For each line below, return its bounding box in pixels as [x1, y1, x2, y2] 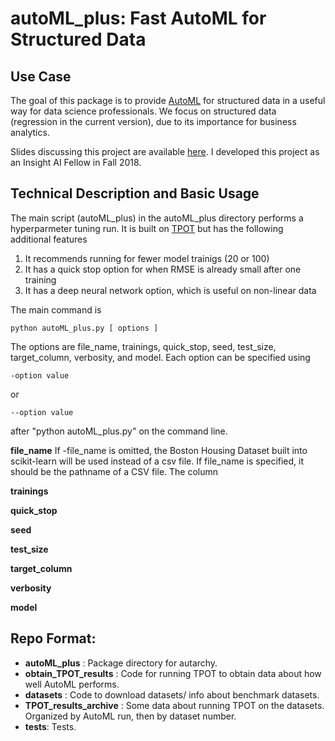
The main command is [10, 303, 102, 316]
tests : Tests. [24, 720, 77, 732]
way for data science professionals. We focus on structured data [10, 105, 277, 117]
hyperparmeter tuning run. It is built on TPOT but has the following [10, 222, 284, 234]
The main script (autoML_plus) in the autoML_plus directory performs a [10, 212, 304, 224]
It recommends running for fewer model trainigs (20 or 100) [24, 252, 270, 264]
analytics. [10, 127, 50, 138]
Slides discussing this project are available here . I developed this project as [10, 146, 320, 157]
